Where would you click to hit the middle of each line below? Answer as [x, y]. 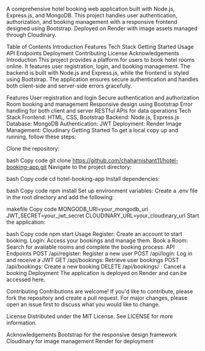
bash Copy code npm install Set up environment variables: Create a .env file [102, 191]
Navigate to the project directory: [90, 167]
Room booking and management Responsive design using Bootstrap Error [99, 104]
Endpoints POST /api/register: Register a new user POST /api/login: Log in [99, 253]
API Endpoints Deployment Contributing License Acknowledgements [93, 53]
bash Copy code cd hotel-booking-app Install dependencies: [83, 179]
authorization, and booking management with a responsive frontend [92, 22]
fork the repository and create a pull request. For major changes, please [97, 298]
